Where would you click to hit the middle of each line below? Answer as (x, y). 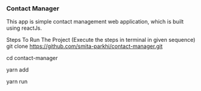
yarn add (18, 70)
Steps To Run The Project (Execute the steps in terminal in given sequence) (101, 40)
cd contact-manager (32, 58)
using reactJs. (24, 28)
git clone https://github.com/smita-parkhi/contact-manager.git (84, 46)
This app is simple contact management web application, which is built (95, 22)
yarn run (17, 82)
